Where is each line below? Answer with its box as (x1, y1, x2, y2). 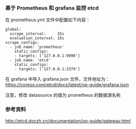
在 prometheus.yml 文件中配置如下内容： (5, 17, 90, 23)
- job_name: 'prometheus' (10, 44, 65, 50)
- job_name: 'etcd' (10, 58, 51, 63)
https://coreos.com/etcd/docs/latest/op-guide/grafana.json (5, 82, 129, 88)
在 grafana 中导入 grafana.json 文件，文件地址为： (5, 76, 110, 82)
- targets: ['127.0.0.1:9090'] (14, 53, 80, 58)
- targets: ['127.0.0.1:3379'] (14, 67, 80, 72)
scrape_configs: (5, 40, 39, 45)
